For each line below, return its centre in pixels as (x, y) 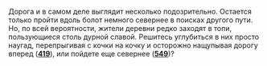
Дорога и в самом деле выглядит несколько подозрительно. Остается (130, 12)
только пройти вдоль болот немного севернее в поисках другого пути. (131, 20)
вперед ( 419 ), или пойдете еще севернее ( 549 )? (91, 54)
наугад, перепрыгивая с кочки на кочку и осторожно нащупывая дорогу (133, 45)
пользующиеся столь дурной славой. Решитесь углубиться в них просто (134, 37)
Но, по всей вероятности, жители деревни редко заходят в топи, (120, 28)
